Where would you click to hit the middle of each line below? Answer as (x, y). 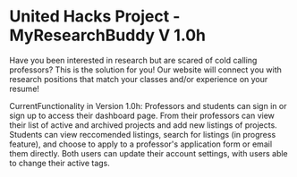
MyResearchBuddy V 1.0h (108, 35)
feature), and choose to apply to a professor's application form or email (141, 144)
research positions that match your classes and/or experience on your (139, 79)
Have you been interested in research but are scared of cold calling (133, 60)
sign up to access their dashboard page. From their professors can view (142, 115)
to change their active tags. (59, 163)
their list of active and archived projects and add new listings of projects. (143, 125)
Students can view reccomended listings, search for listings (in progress (143, 134)
